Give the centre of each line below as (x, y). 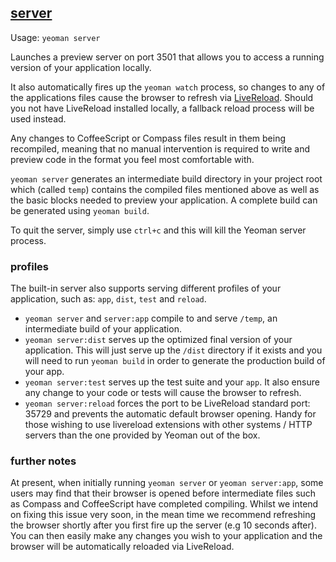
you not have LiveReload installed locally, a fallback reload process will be (162, 108)
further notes (43, 461)
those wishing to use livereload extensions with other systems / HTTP (168, 425)
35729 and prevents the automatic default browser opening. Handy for (170, 414)
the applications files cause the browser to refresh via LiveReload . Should (162, 97)
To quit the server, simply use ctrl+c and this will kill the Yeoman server (158, 230)
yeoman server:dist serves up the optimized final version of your (158, 340)
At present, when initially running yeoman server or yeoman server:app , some (167, 483)
